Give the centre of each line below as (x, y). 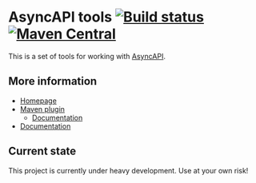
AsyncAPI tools (60, 17)
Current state (42, 151)
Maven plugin (42, 109)
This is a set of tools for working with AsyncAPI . (87, 56)
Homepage (38, 101)
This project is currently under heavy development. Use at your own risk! (128, 170)
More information (53, 81)
